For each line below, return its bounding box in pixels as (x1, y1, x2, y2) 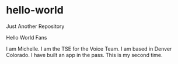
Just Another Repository (6, 23, 65, 30)
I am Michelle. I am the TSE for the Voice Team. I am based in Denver (6, 45, 172, 52)
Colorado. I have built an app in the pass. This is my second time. (6, 51, 163, 58)
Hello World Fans (6, 34, 47, 41)
